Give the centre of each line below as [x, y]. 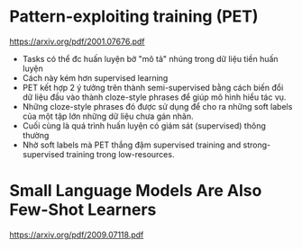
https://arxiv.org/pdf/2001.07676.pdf [78, 41]
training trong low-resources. [120, 154]
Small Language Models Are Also [136, 191]
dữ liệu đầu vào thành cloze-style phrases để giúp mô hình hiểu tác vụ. [154, 97]
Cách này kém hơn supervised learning [95, 77]
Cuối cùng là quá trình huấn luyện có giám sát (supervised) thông [144, 125]
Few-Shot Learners [83, 210]
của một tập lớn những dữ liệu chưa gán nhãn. [108, 116]
